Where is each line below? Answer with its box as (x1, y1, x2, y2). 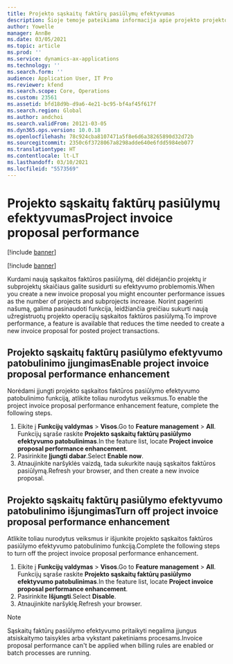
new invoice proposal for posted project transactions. (7, 326, 160, 334)
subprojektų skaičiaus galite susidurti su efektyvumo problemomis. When (7, 282, 215, 291)
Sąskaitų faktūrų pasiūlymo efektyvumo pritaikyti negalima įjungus (7, 626, 197, 635)
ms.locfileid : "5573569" (7, 165, 79, 172)
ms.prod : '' (7, 49, 42, 56)
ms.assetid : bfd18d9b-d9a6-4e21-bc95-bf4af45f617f (7, 101, 157, 108)
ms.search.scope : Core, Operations (7, 88, 110, 95)
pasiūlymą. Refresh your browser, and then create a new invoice (17, 467, 200, 475)
